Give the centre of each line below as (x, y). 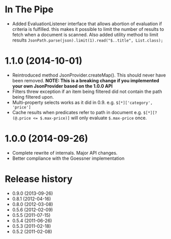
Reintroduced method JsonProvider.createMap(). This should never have (89, 75)
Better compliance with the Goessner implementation (68, 158)
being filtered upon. (33, 97)
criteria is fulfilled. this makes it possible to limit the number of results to (88, 29)
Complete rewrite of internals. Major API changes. (65, 153)
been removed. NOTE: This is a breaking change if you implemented (85, 80)
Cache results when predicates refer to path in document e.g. (77, 112)
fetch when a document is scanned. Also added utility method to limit (85, 34)
